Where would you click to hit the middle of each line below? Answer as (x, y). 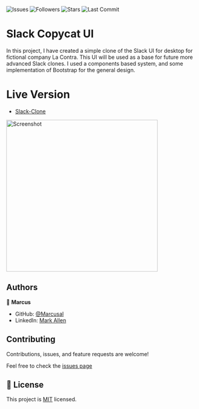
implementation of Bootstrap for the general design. (71, 70)
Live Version (38, 95)
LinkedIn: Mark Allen (41, 320)
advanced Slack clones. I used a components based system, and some (95, 63)
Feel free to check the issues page (49, 366)
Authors (22, 287)
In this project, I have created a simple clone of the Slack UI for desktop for (99, 50)
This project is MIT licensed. (41, 399)
